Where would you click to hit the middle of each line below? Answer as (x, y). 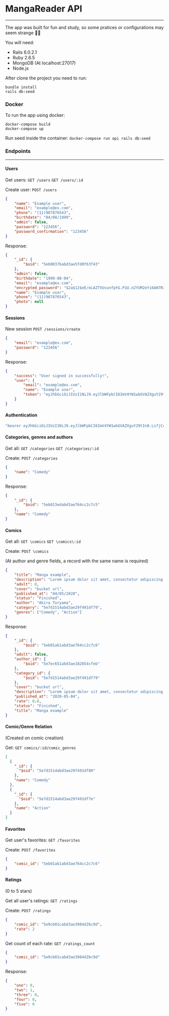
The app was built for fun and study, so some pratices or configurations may (84, 27)
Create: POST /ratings (28, 910)
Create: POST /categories (31, 458)
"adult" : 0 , (27, 584)
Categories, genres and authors (39, 437)
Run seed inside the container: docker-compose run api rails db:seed (78, 138)
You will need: (20, 42)
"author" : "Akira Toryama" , (44, 603)
